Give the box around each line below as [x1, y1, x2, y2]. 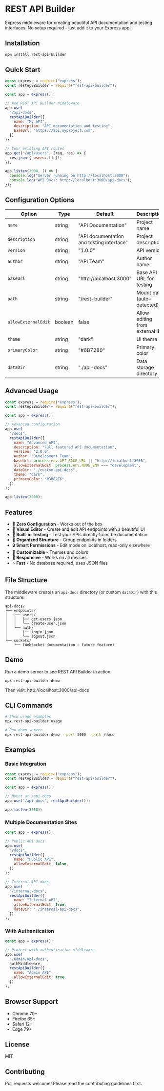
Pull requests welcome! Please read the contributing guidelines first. [5, 1081, 143, 1087]
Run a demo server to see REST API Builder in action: [5, 669, 112, 674]
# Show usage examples [5, 714, 51, 719]
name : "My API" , [14, 119, 47, 124]
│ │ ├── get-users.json [5, 617, 62, 621]
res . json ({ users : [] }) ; [9, 155, 62, 160]
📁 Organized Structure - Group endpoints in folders [12, 537, 117, 543]
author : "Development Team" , [14, 454, 73, 459]
